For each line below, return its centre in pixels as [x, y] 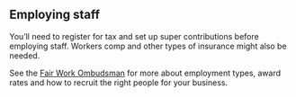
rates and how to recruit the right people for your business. [119, 82]
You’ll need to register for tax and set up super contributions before [134, 36]
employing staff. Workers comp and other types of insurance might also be [148, 46]
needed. [25, 55]
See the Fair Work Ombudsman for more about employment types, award [145, 73]
